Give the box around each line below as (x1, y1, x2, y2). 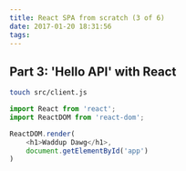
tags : (9, 30, 30, 39)
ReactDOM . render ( (9, 129, 76, 138)
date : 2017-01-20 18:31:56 (9, 22, 112, 31)
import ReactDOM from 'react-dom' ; (9, 113, 145, 122)
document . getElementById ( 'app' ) (26, 146, 149, 156)
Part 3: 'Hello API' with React (9, 64, 177, 79)
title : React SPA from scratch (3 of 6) (9, 13, 166, 23)
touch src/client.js (9, 88, 88, 97)
